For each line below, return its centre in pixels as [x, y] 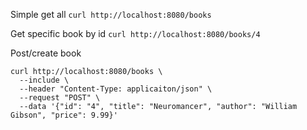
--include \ [44, 80]
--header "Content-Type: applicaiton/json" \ [116, 89]
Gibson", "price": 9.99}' [64, 115]
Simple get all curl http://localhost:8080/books [111, 14]
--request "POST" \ [60, 98]
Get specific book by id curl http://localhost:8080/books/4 [135, 33]
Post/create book [46, 53]
